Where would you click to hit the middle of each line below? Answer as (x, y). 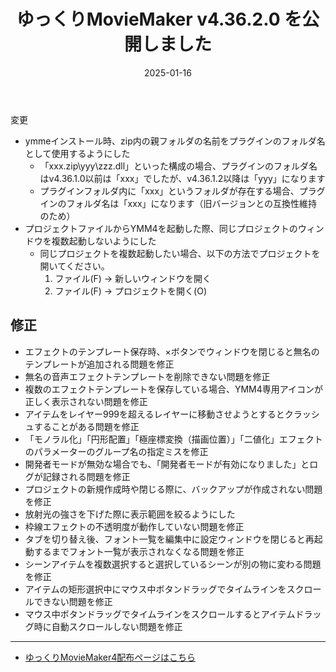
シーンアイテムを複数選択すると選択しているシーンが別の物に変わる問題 (173, 564)
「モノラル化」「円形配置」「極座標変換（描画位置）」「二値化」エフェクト (173, 439)
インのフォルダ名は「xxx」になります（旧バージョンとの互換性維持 (178, 203)
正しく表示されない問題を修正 (86, 401)
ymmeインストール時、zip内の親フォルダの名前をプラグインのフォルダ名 (175, 141)
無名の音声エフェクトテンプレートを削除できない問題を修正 (147, 376)
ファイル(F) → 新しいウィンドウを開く (133, 278)
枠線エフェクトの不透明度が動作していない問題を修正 (134, 526)
